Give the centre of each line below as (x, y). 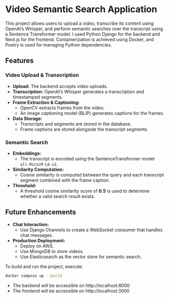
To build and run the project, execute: (44, 266)
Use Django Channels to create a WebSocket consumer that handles (91, 230)
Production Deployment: (39, 240)
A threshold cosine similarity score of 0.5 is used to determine (85, 191)
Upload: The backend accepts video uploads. (60, 86)
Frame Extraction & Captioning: (46, 102)
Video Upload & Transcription (42, 75)
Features (19, 61)
